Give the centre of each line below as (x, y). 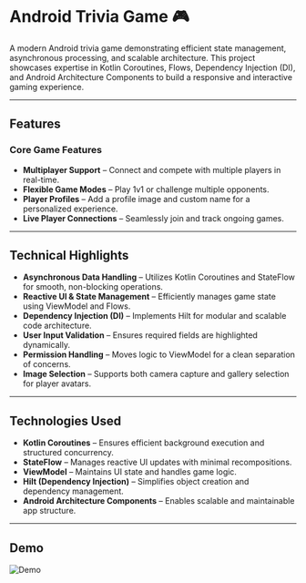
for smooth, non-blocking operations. (93, 287)
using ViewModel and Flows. (76, 306)
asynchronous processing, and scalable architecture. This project (133, 57)
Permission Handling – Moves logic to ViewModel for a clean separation (159, 354)
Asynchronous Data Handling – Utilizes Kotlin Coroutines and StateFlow (159, 277)
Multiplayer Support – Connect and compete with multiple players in (152, 169)
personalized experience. (70, 209)
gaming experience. (47, 87)
